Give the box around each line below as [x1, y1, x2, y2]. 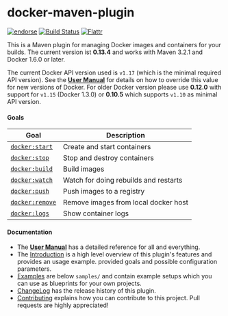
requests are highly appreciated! [16, 301, 109, 309]
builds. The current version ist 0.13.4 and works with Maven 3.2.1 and [7, 48, 203, 56]
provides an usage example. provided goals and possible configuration [16, 258, 218, 266]
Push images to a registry [62, 187, 145, 196]
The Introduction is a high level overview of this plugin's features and [16, 250, 212, 259]
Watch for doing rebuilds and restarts [62, 176, 183, 185]
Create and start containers [62, 142, 151, 152]
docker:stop [10, 154, 50, 162]
